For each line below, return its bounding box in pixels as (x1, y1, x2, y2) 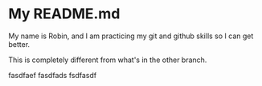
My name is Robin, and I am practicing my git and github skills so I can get (8, 31, 254, 41)
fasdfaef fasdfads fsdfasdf (8, 70, 97, 80)
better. (8, 39, 31, 49)
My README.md (8, 5, 121, 23)
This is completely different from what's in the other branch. (8, 55, 207, 64)
